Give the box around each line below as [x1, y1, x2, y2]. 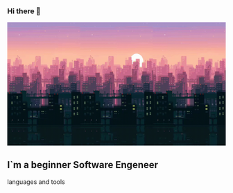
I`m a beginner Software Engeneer [7, 159, 158, 171]
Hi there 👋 [7, 6, 42, 16]
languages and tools [7, 177, 65, 186]
